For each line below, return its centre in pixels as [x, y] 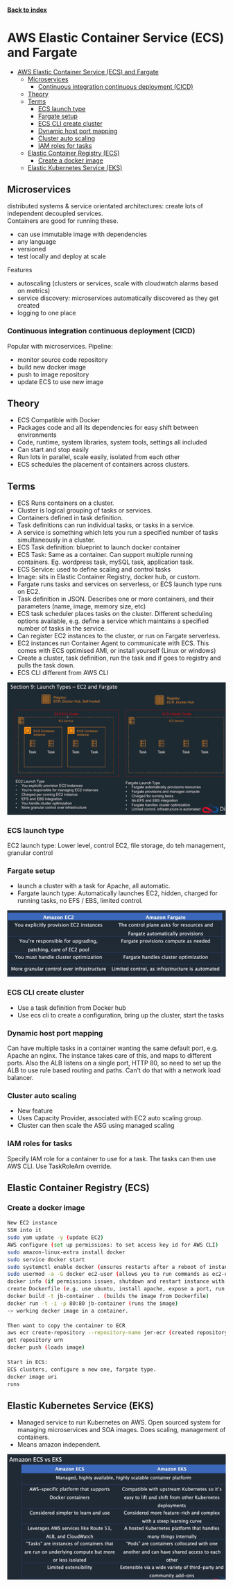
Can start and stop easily [53, 450]
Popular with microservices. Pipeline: [60, 346]
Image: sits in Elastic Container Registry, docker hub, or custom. [109, 577]
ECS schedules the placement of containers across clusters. [103, 465]
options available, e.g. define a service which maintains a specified [113, 621]
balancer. [20, 1077]
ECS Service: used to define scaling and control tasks [94, 570]
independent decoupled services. [55, 214]
